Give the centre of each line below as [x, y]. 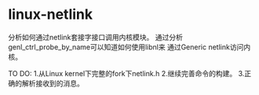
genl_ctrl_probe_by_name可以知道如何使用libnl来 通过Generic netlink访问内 [129, 47]
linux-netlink [51, 15]
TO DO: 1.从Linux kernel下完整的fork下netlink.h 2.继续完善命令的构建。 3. [126, 73]
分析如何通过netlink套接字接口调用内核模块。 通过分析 [95, 37]
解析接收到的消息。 [53, 83]
